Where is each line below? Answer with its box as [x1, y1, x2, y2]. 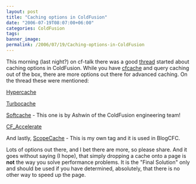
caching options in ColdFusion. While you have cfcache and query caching [6, 64, 189, 71]
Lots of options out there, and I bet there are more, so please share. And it [6, 146, 187, 153]
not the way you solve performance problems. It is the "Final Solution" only [6, 158, 190, 166]
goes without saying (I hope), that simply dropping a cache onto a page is [6, 152, 186, 159]
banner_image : [6, 36, 42, 42]
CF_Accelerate [6, 123, 42, 130]
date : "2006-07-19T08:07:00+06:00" [6, 20, 94, 26]
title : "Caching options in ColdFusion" [6, 14, 108, 20]
